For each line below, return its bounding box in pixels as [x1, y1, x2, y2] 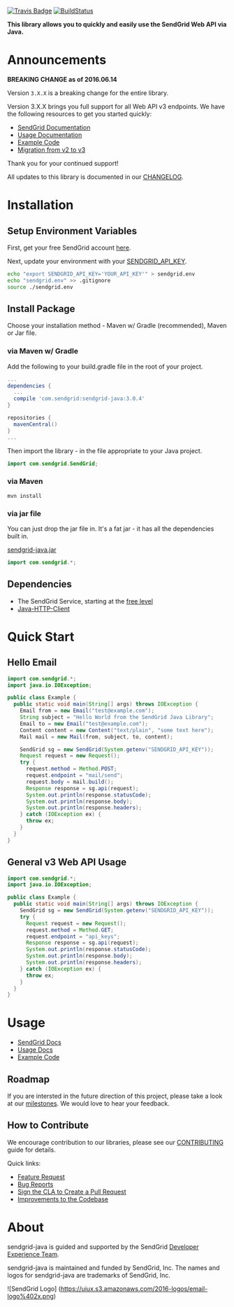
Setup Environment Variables [7, 224, 138, 237]
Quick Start [7, 629, 75, 645]
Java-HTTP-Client [17, 604, 70, 613]
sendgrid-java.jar [7, 545, 57, 554]
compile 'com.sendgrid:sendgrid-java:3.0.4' [13, 395, 145, 402]
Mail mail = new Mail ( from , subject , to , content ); [20, 733, 173, 741]
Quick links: [7, 1159, 41, 1167]
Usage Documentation [17, 130, 82, 139]
